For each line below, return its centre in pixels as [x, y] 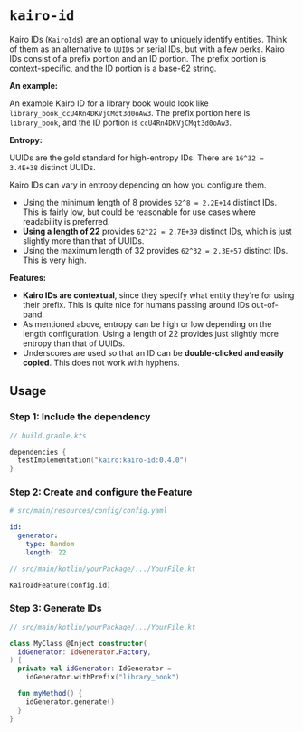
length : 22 [46, 552]
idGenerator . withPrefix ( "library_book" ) [103, 678]
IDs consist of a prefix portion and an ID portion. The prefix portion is [138, 58]
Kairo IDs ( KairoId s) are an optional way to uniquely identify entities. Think [148, 39]
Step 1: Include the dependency [80, 417]
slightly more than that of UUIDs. [83, 241]
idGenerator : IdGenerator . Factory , [85, 652]
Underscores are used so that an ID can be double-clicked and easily [153, 352]
